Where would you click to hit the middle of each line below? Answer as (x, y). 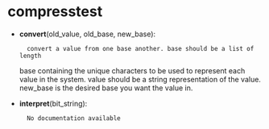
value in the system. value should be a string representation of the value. (140, 79)
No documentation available (74, 118)
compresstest (55, 12)
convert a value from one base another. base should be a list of (141, 48)
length (30, 56)
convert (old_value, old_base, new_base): (87, 34)
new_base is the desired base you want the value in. (106, 88)
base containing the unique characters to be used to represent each (132, 70)
